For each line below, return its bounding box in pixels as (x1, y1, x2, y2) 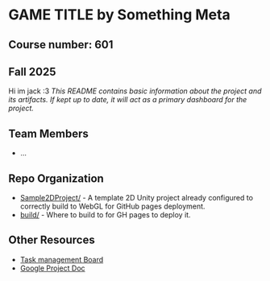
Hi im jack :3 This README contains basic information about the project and (8, 86, 262, 96)
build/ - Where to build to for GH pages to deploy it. (19, 210, 191, 220)
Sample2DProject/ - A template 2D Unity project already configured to (19, 193, 254, 203)
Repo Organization (8, 171, 105, 185)
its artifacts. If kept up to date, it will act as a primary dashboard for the (8, 95, 247, 105)
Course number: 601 (8, 38, 114, 52)
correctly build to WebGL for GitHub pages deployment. (19, 201, 206, 211)
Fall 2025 (8, 64, 56, 78)
